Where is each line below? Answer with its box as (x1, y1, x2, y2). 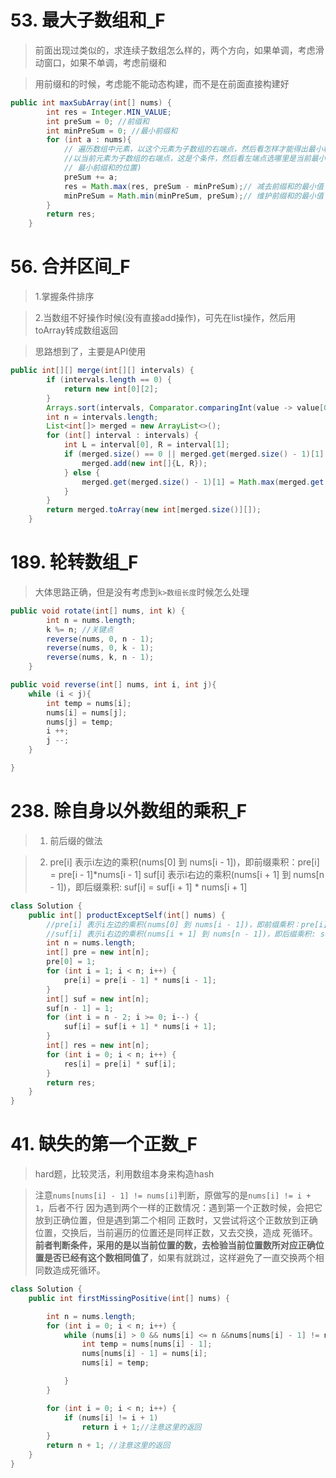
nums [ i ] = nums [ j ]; (46, 707, 128, 718)
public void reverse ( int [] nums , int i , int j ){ (10, 680, 217, 690)
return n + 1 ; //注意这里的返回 (46, 1441, 171, 1451)
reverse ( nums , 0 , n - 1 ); (46, 634, 155, 644)
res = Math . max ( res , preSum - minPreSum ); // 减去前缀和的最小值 (63, 181, 324, 191)
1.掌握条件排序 (34, 291, 95, 303)
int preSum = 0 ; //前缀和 (46, 116, 150, 126)
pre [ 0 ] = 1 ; (46, 957, 97, 967)
